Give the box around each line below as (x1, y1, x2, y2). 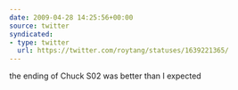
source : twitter (9, 21, 70, 30)
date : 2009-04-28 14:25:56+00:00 (9, 12, 134, 22)
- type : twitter (9, 37, 70, 47)
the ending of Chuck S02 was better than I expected (9, 70, 202, 81)
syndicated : (9, 29, 53, 38)
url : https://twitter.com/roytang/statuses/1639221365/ (17, 46, 229, 55)
